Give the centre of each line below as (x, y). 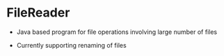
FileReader (38, 13)
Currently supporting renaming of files (71, 45)
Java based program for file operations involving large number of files (117, 32)
